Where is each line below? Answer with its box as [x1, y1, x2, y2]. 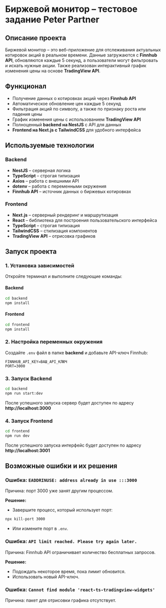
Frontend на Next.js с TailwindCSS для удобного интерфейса [12, 127, 141, 133]
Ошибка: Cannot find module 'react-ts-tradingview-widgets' [5, 586, 156, 593]
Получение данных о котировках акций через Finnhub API [12, 95, 136, 101]
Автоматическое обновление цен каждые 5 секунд [12, 101, 121, 106]
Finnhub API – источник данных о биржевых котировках [12, 188, 131, 194]
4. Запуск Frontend [5, 417, 53, 424]
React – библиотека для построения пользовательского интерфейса [12, 217, 157, 223]
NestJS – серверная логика [12, 167, 71, 173]
